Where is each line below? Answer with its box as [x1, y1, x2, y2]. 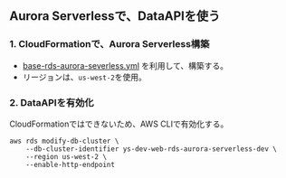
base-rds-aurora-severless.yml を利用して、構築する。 [22, 60, 229, 70]
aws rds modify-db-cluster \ [9, 136, 119, 145]
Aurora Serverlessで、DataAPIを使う [9, 8, 221, 24]
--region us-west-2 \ [25, 152, 107, 161]
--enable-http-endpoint [25, 160, 116, 169]
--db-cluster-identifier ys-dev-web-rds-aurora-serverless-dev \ [25, 144, 278, 154]
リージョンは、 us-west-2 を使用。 [22, 71, 147, 82]
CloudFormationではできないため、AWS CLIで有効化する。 [9, 118, 229, 129]
